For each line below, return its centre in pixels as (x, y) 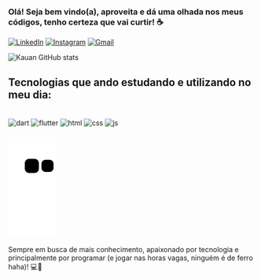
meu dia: (30, 94)
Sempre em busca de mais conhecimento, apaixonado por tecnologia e (123, 249)
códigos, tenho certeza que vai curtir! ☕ (86, 22)
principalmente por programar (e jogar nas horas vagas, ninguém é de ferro (130, 258)
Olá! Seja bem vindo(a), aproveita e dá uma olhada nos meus (126, 12)
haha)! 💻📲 (25, 266)
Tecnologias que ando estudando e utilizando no (130, 82)
